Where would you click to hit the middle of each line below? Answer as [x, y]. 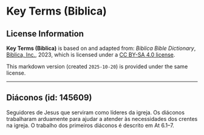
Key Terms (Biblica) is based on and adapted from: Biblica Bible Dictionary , [101, 48]
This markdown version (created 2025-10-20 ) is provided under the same [97, 66]
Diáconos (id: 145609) [49, 98]
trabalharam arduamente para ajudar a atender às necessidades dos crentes [102, 119]
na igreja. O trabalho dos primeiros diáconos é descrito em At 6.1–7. [90, 125]
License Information [45, 34]
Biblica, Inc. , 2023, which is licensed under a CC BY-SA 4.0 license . [91, 55]
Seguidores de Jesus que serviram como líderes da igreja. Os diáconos [96, 112]
